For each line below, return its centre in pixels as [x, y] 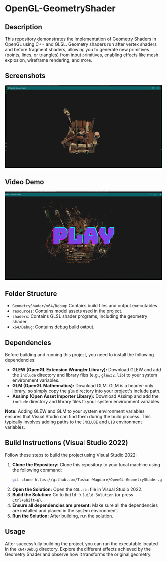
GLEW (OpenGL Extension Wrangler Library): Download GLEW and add [86, 370]
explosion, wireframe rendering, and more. [49, 60]
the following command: [37, 470]
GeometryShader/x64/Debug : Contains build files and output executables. [85, 306]
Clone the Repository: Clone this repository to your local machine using [86, 464]
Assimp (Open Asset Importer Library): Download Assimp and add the [85, 396]
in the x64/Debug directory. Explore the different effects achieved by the [78, 549]
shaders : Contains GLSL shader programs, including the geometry [80, 316]
